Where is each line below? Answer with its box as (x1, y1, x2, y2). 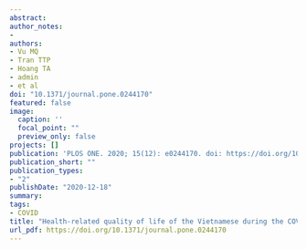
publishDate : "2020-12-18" (9, 183, 112, 192)
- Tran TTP (9, 56, 51, 65)
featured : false (9, 98, 71, 108)
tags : (9, 200, 30, 210)
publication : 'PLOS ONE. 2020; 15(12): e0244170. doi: (9, 149, 223, 158)
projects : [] (9, 140, 59, 150)
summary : (9, 192, 43, 201)
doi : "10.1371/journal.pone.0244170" (9, 89, 153, 99)
